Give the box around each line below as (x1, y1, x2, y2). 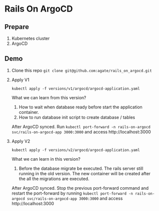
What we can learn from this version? (11, 94, 87, 100)
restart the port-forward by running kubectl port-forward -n (11, 190, 133, 196)
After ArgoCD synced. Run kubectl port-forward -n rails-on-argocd (11, 123, 151, 129)
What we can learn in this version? (11, 156, 80, 162)
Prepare (4, 23, 30, 31)
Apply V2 (11, 138, 31, 144)
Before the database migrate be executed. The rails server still (18, 166, 143, 171)
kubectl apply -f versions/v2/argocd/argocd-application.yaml (11, 148, 140, 152)
